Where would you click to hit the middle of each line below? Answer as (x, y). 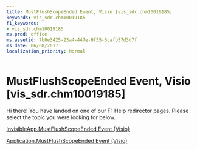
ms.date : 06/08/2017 (33, 46)
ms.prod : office (27, 34)
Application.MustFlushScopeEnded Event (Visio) (67, 140)
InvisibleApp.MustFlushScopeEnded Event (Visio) (68, 129)
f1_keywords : (23, 23)
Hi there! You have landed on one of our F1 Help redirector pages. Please (98, 111)
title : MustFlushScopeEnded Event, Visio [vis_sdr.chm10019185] (89, 12)
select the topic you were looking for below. (61, 117)
